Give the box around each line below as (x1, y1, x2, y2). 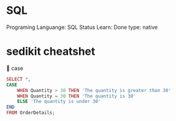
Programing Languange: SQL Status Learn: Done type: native (6, 23, 158, 31)
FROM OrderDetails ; (6, 110, 55, 116)
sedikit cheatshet (6, 45, 95, 58)
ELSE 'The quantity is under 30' (17, 99, 101, 105)
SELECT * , (6, 76, 31, 82)
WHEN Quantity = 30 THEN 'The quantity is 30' (17, 93, 136, 99)
